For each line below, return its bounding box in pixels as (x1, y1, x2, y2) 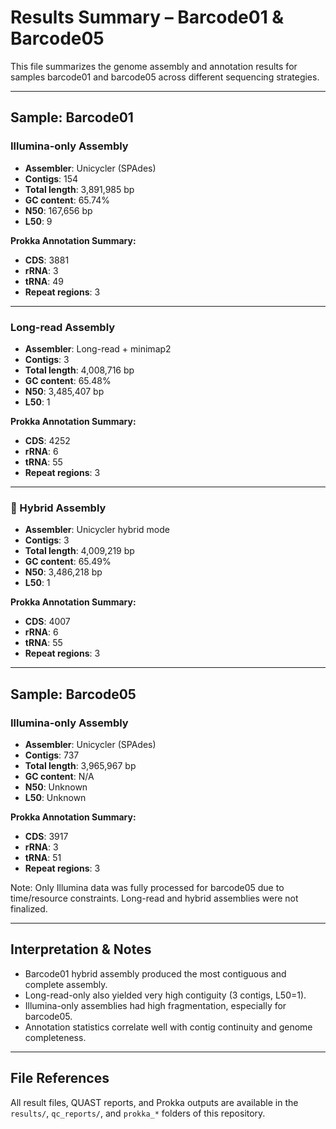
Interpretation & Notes (10, 941, 152, 958)
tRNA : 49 (24, 275, 64, 287)
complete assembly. (24, 978, 108, 990)
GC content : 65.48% (24, 374, 112, 386)
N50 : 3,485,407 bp (24, 385, 105, 397)
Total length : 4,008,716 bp (24, 364, 135, 376)
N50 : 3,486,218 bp (24, 566, 103, 578)
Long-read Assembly (10, 320, 116, 334)
